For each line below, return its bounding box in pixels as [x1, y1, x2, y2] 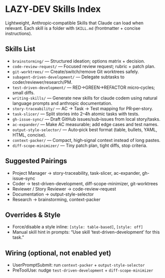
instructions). [5, 30, 32, 36]
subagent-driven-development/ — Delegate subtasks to [12, 73, 125, 80]
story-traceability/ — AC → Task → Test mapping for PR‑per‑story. [12, 105, 154, 111]
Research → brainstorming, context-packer [12, 196, 101, 202]
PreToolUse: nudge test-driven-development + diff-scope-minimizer [12, 267, 154, 274]
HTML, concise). [12, 132, 47, 138]
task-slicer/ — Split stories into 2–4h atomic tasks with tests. [12, 111, 140, 117]
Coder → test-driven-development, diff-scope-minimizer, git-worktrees [12, 180, 158, 187]
